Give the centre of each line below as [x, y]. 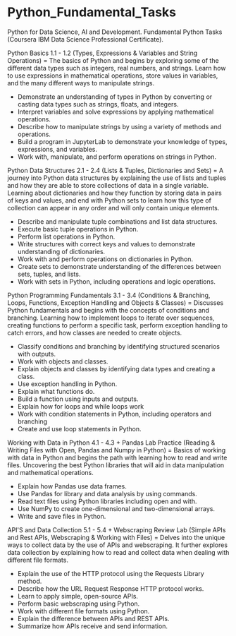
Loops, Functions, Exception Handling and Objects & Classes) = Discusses [116, 302]
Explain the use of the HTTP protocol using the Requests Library [111, 573]
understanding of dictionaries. [61, 251]
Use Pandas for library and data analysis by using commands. [107, 493]
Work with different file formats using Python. [83, 611]
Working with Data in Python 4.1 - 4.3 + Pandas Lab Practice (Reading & [111, 443]
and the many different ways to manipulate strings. [81, 83]
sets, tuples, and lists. [49, 274]
